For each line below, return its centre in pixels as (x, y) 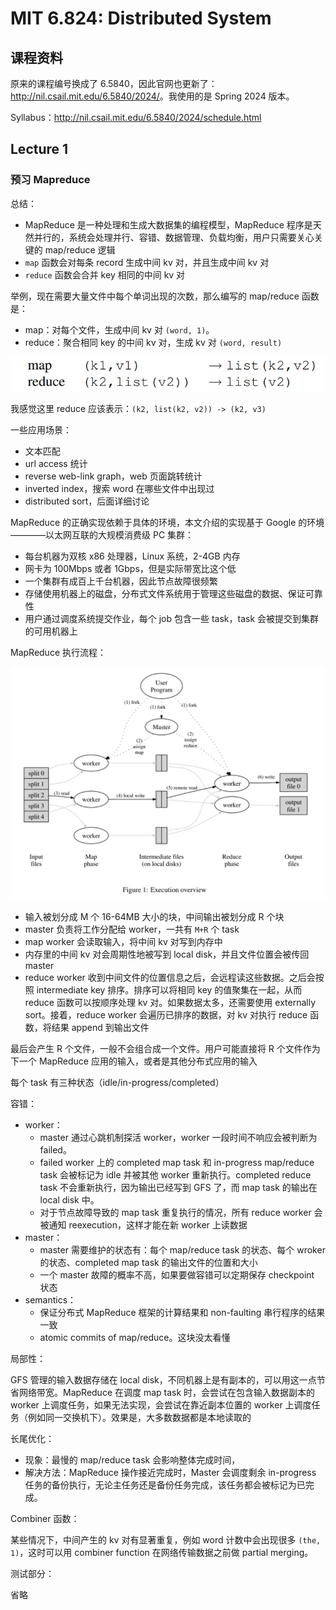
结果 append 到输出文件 (100, 1028)
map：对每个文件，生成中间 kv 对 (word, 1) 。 (119, 329)
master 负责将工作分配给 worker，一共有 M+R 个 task (132, 929)
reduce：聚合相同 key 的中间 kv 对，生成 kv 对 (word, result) (153, 342)
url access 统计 (56, 464)
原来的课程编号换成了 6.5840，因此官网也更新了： (114, 83)
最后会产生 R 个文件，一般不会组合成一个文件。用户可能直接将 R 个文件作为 (165, 1049)
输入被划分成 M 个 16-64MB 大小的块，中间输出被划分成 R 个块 (154, 917)
